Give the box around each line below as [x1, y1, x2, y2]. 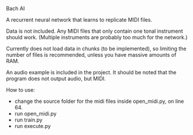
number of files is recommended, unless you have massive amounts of [6, 51, 177, 58]
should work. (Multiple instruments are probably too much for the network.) [6, 34, 188, 40]
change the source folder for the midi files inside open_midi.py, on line [14, 98, 184, 105]
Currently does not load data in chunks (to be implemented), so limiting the [6, 45, 187, 52]
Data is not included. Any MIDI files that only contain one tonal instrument [6, 27, 183, 34]
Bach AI [6, 5, 25, 12]
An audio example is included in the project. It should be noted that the [6, 69, 177, 75]
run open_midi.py [14, 110, 57, 117]
